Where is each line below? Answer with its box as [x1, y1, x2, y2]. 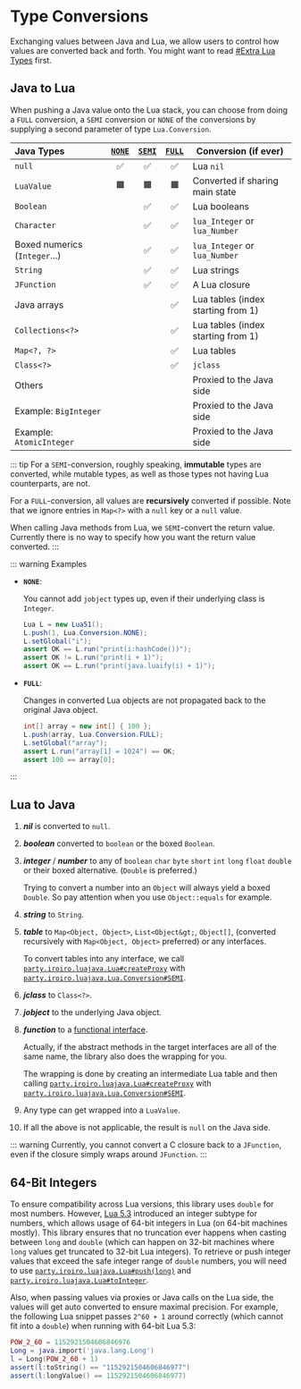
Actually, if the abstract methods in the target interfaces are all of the [22, 1042, 277, 1053]
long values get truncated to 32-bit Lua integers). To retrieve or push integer [10, 1246, 291, 1257]
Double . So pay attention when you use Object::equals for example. [22, 892, 272, 902]
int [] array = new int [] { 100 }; [22, 722, 153, 731]
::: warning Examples [10, 558, 88, 569]
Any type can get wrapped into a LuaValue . [22, 1105, 181, 1115]
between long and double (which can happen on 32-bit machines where [10, 1237, 275, 1247]
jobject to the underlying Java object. [22, 1007, 162, 1018]
